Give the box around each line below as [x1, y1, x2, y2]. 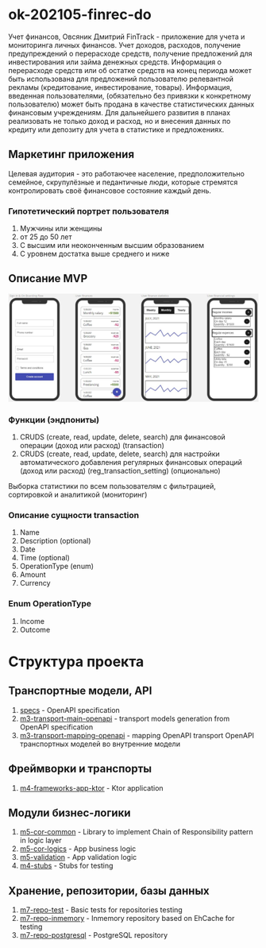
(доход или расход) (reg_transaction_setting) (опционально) [19, 466, 221, 476]
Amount [19, 570, 46, 579]
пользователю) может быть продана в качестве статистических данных [8, 99, 255, 109]
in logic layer [19, 836, 62, 845]
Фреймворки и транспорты [8, 762, 152, 776]
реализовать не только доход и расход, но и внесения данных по [8, 116, 231, 126]
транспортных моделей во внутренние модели [19, 739, 181, 749]
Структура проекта [8, 652, 145, 671]
